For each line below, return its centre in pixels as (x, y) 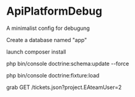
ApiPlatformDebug (54, 11)
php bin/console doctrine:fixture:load (53, 75)
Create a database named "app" (47, 40)
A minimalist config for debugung (48, 28)
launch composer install (36, 52)
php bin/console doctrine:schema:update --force (68, 63)
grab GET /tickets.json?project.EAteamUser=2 (64, 87)
